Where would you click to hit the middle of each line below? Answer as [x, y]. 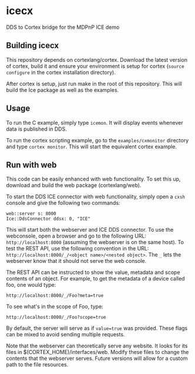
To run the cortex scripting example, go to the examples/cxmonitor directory [97, 140]
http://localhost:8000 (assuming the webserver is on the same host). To [95, 242]
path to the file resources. [37, 365]
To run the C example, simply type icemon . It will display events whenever [95, 122]
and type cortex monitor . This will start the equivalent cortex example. [92, 146]
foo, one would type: [31, 285]
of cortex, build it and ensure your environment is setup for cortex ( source [95, 66]
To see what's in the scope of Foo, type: [55, 306]
